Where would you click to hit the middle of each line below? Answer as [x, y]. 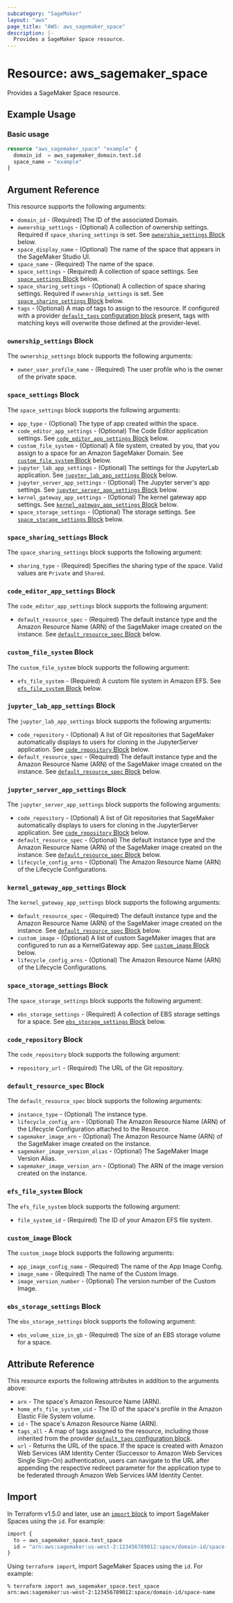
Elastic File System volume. [56, 1416]
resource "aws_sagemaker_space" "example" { [72, 149]
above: [17, 1388]
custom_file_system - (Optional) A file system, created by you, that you [118, 445]
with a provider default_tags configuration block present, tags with [113, 315]
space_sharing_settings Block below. [70, 301]
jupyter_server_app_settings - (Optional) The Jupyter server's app [113, 482]
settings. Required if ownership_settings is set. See [90, 294]
